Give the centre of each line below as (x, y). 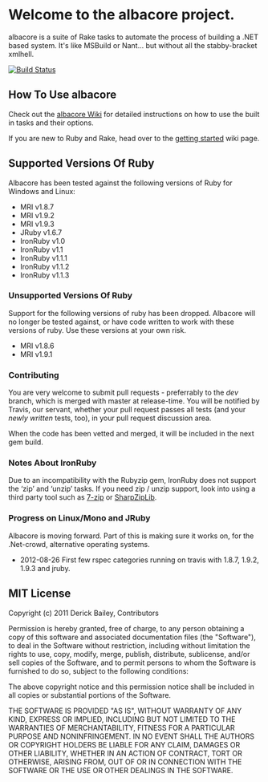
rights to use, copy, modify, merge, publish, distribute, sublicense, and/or (129, 654)
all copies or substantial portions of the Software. (89, 695)
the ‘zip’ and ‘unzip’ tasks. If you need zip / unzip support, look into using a (132, 489)
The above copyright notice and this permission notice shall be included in (131, 687)
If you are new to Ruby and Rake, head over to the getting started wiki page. (134, 138)
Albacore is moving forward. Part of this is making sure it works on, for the (131, 536)
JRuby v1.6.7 (41, 232)
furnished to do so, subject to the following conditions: (98, 671)
